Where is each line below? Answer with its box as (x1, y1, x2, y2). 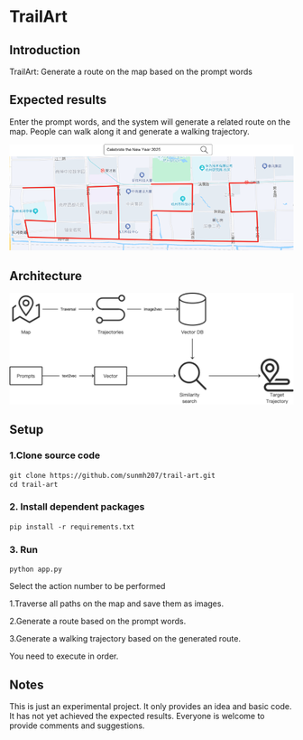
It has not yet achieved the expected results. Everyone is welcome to (9, 710, 265, 721)
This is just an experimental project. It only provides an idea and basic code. (9, 700, 292, 711)
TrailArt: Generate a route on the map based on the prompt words (9, 66, 252, 77)
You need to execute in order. (9, 651, 119, 661)
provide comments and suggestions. (9, 720, 145, 731)
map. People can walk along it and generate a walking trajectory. (9, 126, 250, 136)
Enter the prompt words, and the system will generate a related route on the (9, 116, 291, 127)
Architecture (9, 268, 83, 284)
